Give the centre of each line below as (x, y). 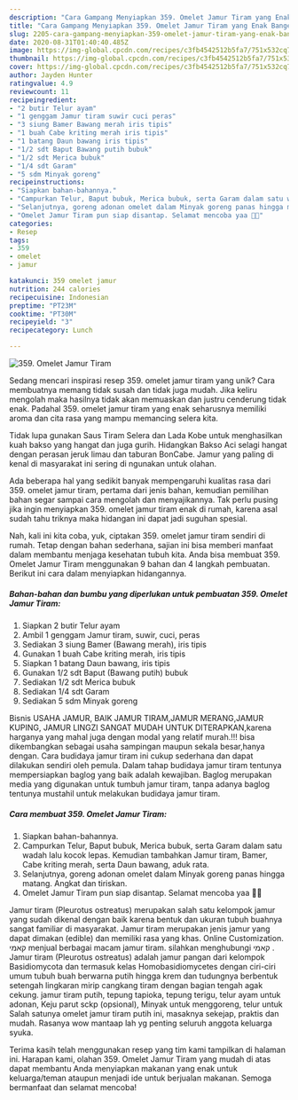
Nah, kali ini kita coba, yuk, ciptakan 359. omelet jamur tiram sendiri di (137, 536)
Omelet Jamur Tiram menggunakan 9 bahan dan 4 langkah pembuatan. (140, 564)
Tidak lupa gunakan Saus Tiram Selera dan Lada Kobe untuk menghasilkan (146, 435)
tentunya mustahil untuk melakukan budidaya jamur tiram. (115, 793)
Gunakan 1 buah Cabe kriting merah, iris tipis (104, 654)
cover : (21, 67)
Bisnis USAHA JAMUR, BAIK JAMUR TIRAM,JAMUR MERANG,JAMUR (137, 718)
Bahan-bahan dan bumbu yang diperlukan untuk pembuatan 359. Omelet (149, 593)
